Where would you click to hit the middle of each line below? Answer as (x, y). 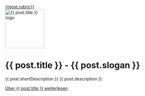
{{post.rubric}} (20, 7)
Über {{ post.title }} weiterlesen (37, 88)
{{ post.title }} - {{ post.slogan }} (73, 66)
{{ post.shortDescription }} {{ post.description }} (54, 78)
